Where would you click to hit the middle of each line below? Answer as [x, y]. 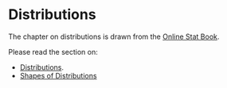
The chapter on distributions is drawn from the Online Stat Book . [114, 36]
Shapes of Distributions [58, 75]
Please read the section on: [53, 52]
